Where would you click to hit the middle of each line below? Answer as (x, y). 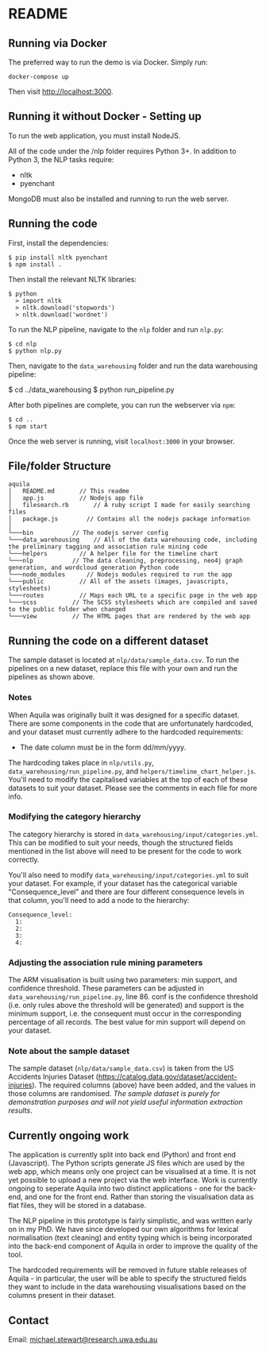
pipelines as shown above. (52, 677)
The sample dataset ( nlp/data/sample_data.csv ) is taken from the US (121, 1068)
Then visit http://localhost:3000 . (61, 91)
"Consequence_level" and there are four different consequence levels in (126, 892)
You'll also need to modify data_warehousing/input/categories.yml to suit (128, 874)
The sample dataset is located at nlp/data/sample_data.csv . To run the (124, 660)
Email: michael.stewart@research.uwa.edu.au (83, 1339)
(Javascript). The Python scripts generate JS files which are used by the (127, 1163)
